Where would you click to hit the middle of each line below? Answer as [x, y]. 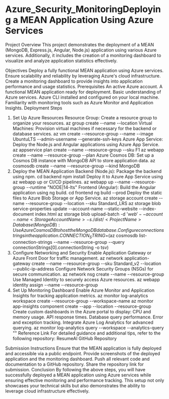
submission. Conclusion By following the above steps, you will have [75, 369]
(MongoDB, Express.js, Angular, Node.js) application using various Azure [81, 50]
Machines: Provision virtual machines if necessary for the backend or [84, 128]
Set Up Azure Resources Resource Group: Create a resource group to [85, 117]
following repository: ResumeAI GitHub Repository [65, 338]
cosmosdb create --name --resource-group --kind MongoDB [76, 166]
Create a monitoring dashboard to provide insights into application [74, 81]
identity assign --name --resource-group [55, 285]
